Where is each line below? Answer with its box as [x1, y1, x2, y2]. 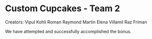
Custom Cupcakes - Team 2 [5, 3, 120, 14]
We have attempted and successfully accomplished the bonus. [5, 28, 132, 34]
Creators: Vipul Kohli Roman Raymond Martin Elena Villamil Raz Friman [5, 19, 148, 25]
